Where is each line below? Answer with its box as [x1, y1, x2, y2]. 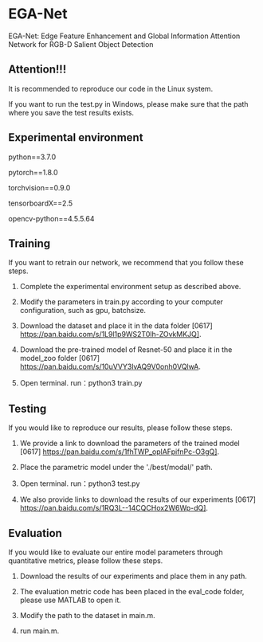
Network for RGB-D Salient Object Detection [8, 39, 154, 49]
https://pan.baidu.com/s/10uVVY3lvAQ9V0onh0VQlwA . [19, 362, 201, 371]
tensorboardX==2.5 [8, 198, 73, 208]
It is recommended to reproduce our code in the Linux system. [8, 84, 214, 93]
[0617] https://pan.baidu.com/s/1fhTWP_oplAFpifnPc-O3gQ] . [19, 447, 220, 456]
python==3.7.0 [8, 152, 57, 162]
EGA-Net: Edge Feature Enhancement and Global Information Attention [8, 31, 241, 41]
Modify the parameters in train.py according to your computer [19, 297, 223, 307]
